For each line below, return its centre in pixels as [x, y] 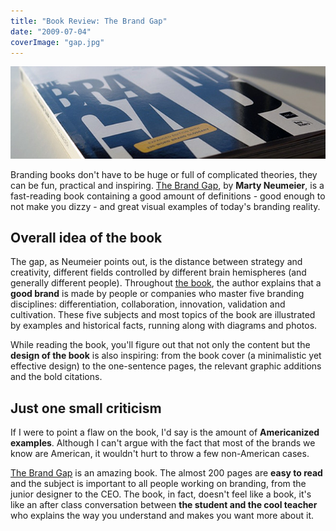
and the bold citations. [56, 377]
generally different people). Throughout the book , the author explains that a [166, 283]
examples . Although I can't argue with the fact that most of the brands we [163, 443]
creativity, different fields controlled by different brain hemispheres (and [158, 272]
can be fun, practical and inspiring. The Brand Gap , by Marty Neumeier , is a [167, 185]
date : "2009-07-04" [51, 31]
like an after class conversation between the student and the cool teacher [164, 505]
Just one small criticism [86, 408]
